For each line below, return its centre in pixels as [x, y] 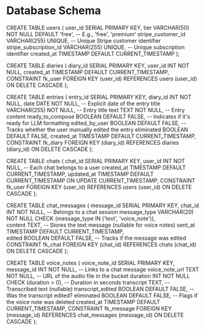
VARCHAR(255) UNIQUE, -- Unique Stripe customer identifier [84, 40]
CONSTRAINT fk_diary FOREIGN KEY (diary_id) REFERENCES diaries [93, 142]
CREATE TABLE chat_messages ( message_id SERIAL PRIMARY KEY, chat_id [102, 205]
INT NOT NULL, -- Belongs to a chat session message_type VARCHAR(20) [100, 211]
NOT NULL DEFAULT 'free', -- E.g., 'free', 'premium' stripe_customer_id [96, 34]
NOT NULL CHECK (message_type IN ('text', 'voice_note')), [81, 218]
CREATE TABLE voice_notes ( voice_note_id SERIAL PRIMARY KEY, [91, 263]
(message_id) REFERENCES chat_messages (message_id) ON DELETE [95, 315]
